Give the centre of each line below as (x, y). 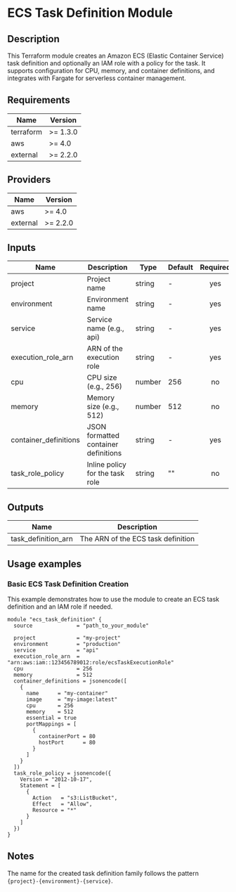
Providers (29, 180)
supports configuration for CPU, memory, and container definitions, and (111, 71)
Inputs (22, 248)
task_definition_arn (42, 539)
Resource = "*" (55, 810)
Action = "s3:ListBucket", (75, 798)
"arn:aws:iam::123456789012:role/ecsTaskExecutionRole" (91, 662)
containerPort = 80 (67, 736)
